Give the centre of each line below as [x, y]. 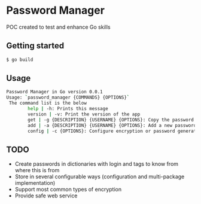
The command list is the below [48, 103]
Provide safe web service [46, 196]
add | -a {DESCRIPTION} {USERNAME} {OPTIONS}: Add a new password [112, 125]
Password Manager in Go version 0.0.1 [54, 92]
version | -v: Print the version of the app [84, 114]
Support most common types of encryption [68, 190]
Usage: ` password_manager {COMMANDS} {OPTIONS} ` [68, 98]
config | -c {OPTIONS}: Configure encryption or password [101, 131]
